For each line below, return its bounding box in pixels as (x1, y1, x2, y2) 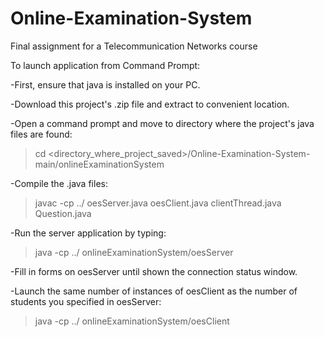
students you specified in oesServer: (10, 295, 162, 307)
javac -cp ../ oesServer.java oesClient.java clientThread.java (34, 197, 282, 209)
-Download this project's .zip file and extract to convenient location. (10, 98, 290, 110)
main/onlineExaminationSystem (34, 158, 165, 170)
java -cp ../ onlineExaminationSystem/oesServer (34, 246, 234, 258)
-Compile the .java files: (10, 177, 108, 189)
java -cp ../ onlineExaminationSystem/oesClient (34, 315, 230, 327)
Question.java (34, 207, 92, 219)
